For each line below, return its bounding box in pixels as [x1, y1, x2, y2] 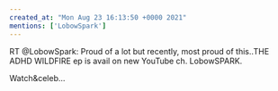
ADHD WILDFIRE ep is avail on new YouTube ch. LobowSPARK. [9, 55, 243, 66]
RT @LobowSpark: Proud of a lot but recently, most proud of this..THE [9, 45, 270, 56]
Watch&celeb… [9, 72, 66, 83]
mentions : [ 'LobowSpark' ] [9, 21, 106, 30]
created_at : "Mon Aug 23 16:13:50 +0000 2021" [9, 12, 187, 22]
